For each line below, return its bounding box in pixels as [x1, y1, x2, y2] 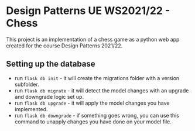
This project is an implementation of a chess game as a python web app [6, 36, 180, 43]
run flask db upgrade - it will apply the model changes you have [14, 99, 170, 106]
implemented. [14, 105, 48, 112]
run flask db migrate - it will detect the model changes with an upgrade [14, 87, 189, 94]
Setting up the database [6, 59, 95, 69]
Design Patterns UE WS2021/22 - [6, 4, 170, 18]
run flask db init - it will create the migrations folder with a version [14, 74, 180, 81]
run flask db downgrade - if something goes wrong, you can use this [14, 112, 180, 119]
